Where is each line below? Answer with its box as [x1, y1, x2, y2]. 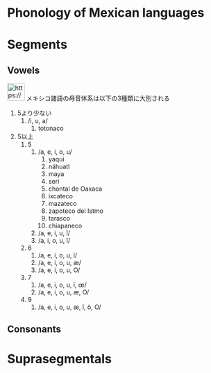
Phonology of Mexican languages [7, 5, 205, 21]
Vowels [7, 64, 40, 76]
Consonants [7, 323, 61, 335]
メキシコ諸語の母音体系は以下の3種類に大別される [26, 94, 170, 102]
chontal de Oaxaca [48, 184, 103, 193]
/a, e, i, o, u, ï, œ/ [37, 280, 87, 289]
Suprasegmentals [7, 351, 112, 367]
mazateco [48, 200, 77, 208]
